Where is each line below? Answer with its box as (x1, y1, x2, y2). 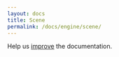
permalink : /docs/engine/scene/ (7, 23, 101, 30)
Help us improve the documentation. (7, 42, 113, 51)
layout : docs (7, 10, 45, 17)
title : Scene (7, 17, 45, 24)
